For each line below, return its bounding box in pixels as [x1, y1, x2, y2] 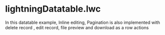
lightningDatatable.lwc [5, 3, 101, 15]
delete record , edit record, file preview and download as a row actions [5, 24, 149, 30]
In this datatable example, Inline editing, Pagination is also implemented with [5, 19, 161, 25]
